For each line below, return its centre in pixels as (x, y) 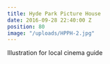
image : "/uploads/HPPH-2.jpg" (51, 33)
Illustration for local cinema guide (55, 53)
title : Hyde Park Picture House (54, 14)
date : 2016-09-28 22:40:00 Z (49, 20)
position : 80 (26, 26)
